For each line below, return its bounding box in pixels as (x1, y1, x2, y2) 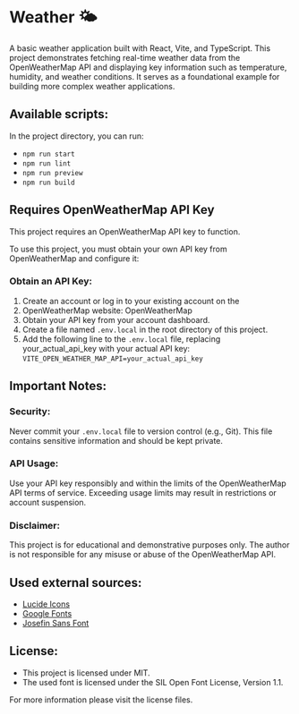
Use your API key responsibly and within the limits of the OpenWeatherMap (9, 478, 286, 489)
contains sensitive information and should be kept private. (9, 435, 224, 446)
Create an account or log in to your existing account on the (21, 295, 240, 306)
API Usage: (9, 457, 59, 470)
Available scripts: (9, 106, 109, 122)
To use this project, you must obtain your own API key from (9, 243, 227, 254)
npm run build (21, 178, 75, 187)
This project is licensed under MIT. (21, 667, 150, 678)
